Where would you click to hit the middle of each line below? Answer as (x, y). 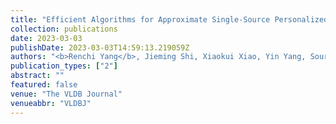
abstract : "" (37, 76)
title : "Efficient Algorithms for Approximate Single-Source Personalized (169, 19)
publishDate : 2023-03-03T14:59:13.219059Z (100, 47)
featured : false (44, 85)
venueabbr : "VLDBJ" (51, 103)
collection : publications (64, 29)
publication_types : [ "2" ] (64, 66)
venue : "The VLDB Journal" (66, 94)
